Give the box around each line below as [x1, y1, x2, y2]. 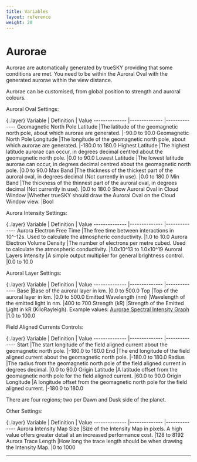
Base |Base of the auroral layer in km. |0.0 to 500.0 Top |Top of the [16, 287, 178, 294]
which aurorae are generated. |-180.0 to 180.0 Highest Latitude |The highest [6, 142, 189, 149]
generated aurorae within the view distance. [6, 77, 113, 84]
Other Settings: [6, 407, 43, 414]
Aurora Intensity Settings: [6, 210, 67, 217]
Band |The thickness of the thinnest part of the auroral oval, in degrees [6, 180, 178, 187]
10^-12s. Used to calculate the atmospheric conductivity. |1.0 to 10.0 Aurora [6, 233, 188, 241]
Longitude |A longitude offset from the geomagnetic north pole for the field [6, 379, 188, 386]
